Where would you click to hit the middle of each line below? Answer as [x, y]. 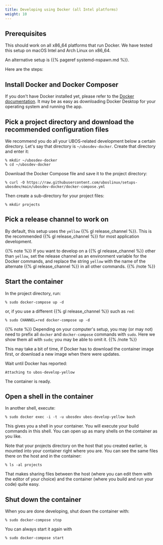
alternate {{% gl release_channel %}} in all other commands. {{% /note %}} [80, 266]
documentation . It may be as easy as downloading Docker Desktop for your [81, 101]
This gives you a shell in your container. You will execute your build [72, 426]
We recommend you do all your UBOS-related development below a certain [80, 141]
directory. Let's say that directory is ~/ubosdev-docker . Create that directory [81, 146]
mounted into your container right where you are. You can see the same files [81, 451]
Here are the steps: [24, 69]
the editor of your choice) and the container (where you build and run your [79, 479]
